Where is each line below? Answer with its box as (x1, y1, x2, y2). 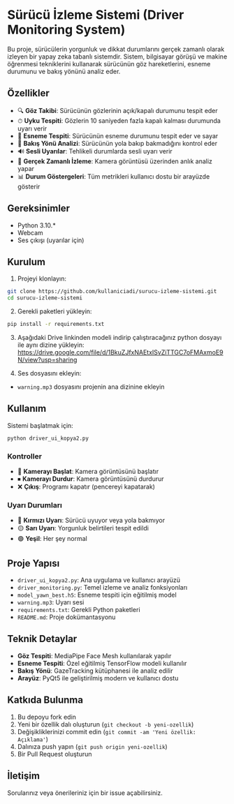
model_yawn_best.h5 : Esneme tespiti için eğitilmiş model (17, 590, 177, 600)
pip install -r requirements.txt (7, 321, 105, 328)
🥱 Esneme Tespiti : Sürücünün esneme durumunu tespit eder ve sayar (17, 131, 219, 140)
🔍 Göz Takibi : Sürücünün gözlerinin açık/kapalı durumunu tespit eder (17, 106, 218, 114)
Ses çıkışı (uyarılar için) (17, 236, 85, 244)
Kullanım (7, 403, 47, 415)
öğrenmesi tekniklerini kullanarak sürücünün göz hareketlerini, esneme (7, 59, 211, 68)
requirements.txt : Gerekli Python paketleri (17, 606, 141, 614)
